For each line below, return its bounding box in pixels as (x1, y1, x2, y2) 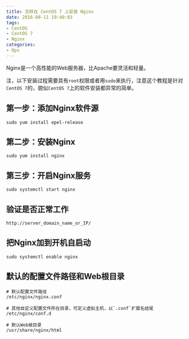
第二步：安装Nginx (6, 137, 76, 147)
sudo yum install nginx (6, 153, 65, 159)
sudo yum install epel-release (6, 119, 84, 125)
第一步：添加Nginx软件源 (6, 103, 99, 113)
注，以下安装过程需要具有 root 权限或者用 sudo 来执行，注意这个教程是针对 (6, 76, 184, 84)
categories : (6, 42, 36, 48)
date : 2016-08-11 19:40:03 (6, 14, 73, 20)
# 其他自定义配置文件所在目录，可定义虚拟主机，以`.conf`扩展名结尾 (6, 305, 154, 311)
